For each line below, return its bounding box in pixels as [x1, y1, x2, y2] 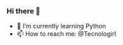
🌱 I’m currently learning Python [16, 22, 106, 30]
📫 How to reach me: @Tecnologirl [16, 30, 117, 38]
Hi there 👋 [6, 6, 41, 16]
